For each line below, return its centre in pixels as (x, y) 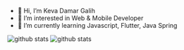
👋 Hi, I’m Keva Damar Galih (56, 11)
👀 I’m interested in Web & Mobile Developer (80, 18)
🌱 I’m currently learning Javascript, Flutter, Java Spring (97, 25)
